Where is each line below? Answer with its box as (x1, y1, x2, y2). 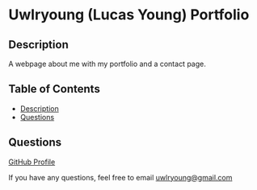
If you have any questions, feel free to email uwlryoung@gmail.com (8, 172, 233, 182)
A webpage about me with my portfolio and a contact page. (8, 59, 206, 68)
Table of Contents (8, 82, 101, 96)
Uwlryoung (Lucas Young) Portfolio (8, 6, 250, 24)
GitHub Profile (8, 157, 56, 167)
